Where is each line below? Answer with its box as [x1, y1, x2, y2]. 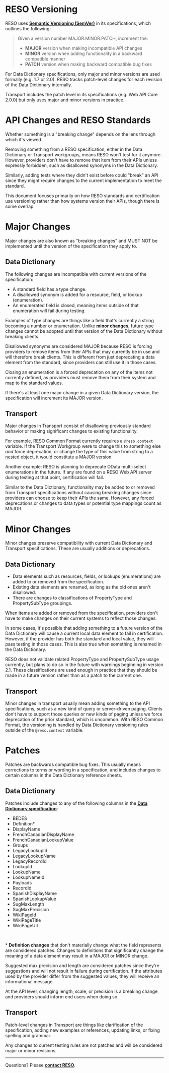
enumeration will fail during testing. [12, 308, 86, 314]
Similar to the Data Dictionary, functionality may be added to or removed [5, 484, 155, 490]
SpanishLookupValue [12, 896, 56, 902]
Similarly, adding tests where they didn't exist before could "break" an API [5, 172, 158, 178]
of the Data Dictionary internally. [5, 82, 72, 88]
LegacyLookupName [12, 853, 56, 859]
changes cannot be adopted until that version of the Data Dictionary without [5, 328, 162, 334]
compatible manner [25, 55, 65, 62]
